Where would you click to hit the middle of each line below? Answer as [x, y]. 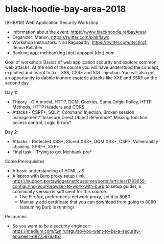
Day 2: [12, 132]
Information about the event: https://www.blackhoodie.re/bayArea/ [79, 32]
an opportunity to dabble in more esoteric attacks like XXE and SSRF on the [81, 78]
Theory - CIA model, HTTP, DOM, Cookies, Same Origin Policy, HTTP [82, 102]
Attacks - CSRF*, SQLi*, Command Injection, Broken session [73, 112]
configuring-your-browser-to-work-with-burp [58, 186]
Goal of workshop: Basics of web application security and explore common [81, 62]
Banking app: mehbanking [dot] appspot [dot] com [63, 53]
